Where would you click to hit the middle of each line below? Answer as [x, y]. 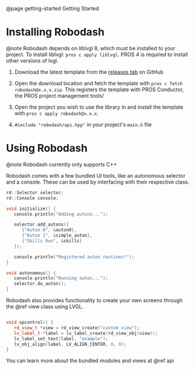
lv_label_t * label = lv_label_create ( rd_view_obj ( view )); [86, 333]
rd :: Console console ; [32, 198]
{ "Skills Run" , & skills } [52, 241]
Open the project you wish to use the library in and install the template [99, 107]
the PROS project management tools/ [59, 95]
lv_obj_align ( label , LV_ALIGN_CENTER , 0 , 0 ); [70, 344]
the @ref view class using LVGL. [45, 307]
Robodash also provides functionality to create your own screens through [94, 300]
